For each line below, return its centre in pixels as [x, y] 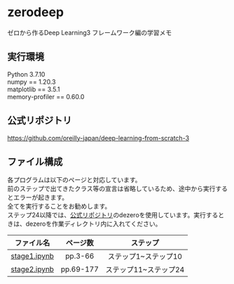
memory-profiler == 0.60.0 [46, 96]
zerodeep [36, 12]
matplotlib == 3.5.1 [34, 89]
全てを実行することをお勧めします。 [59, 206]
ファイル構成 [35, 161]
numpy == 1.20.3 [32, 82]
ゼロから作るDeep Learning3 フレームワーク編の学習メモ [90, 32]
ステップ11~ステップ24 [145, 270]
